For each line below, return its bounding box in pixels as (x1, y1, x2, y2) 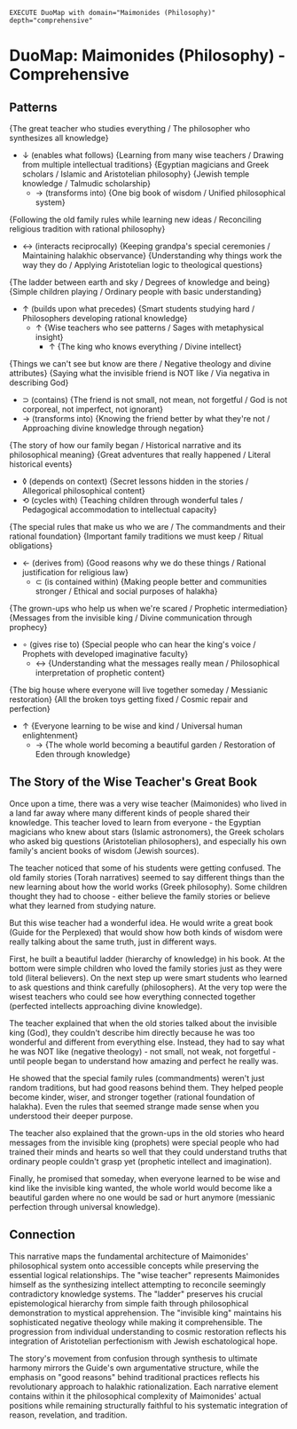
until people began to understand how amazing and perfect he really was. (9, 1055, 279, 1066)
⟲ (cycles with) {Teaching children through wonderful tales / (21, 495, 244, 505)
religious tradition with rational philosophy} (9, 224, 166, 234)
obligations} (9, 541, 53, 550)
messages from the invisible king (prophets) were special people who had (9, 1137, 279, 1148)
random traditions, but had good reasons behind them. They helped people (9, 1082, 284, 1093)
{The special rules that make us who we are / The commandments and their (9, 522, 286, 532)
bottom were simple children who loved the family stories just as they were (9, 963, 283, 974)
